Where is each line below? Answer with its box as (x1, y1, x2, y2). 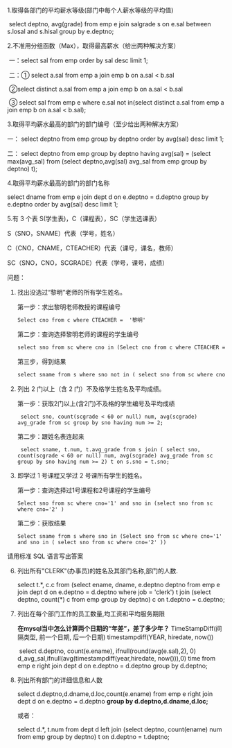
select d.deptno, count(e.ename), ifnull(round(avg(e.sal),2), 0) (19, 647, 196, 655)
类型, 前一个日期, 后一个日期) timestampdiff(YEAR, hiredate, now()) (23, 633, 214, 641)
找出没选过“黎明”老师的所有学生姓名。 (17, 288, 127, 296)
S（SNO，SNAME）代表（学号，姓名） (7, 229, 119, 237)
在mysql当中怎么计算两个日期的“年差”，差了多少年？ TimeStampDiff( (17, 624, 216, 632)
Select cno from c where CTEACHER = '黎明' (17, 317, 146, 324)
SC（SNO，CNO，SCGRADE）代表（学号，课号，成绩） (7, 259, 168, 267)
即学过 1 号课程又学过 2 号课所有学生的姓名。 (17, 471, 146, 480)
